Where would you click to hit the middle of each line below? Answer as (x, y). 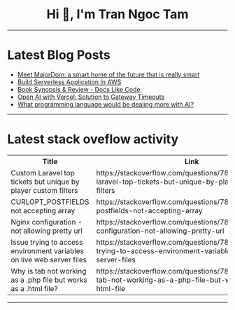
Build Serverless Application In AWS (69, 82)
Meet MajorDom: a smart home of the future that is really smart (108, 74)
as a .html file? (34, 288)
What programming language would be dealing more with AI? (106, 104)
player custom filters (44, 190)
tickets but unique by (45, 182)
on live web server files (49, 260)
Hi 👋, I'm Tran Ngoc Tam (117, 14)
